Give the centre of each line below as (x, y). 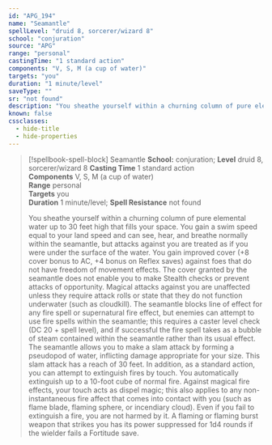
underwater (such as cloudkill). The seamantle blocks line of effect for (145, 303)
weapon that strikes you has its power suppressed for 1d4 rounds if (140, 424)
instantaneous (52, 398)
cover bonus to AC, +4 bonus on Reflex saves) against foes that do (140, 261)
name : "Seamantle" (39, 23)
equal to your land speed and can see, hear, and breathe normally (138, 235)
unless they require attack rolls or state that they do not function (135, 295)
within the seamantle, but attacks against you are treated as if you (138, 244)
